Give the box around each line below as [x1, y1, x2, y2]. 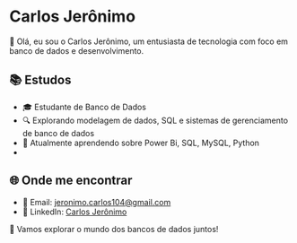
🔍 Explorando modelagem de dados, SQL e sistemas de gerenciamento [22, 115, 289, 126]
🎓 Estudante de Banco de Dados [22, 101, 146, 112]
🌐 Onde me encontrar [9, 173, 133, 188]
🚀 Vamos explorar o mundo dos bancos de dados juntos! [9, 223, 219, 234]
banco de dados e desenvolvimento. [9, 45, 144, 56]
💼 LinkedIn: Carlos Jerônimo [22, 206, 127, 217]
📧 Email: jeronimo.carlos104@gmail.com [22, 196, 171, 207]
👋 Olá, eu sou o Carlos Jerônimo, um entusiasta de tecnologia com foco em [9, 36, 289, 47]
